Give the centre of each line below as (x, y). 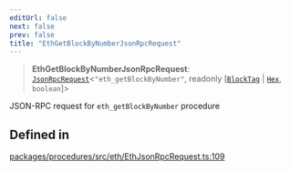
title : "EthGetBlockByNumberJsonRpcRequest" (95, 43)
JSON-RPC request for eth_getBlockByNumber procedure (115, 106)
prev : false (32, 35)
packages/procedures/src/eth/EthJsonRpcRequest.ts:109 (117, 156)
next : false (32, 26)
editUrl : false (38, 18)
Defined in (40, 134)
